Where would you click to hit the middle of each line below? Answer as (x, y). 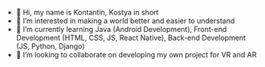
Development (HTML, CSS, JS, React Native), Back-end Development (131, 37)
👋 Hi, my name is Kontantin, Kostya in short (87, 12)
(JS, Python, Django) (50, 46)
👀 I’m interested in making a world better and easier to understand (125, 21)
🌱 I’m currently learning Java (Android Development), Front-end (121, 29)
